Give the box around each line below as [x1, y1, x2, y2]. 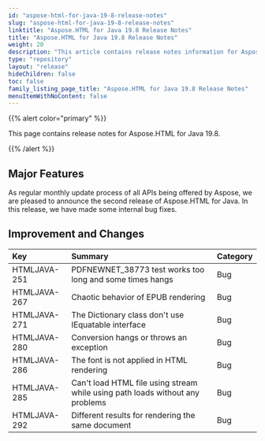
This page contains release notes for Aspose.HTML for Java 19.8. [8, 129, 221, 139]
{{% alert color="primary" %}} [8, 113, 107, 123]
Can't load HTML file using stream [70, 377, 198, 388]
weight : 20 [8, 41, 44, 49]
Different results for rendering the [70, 409, 196, 421]
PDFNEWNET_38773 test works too [70, 264, 205, 275]
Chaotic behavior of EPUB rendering [70, 291, 206, 302]
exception [70, 342, 108, 353]
